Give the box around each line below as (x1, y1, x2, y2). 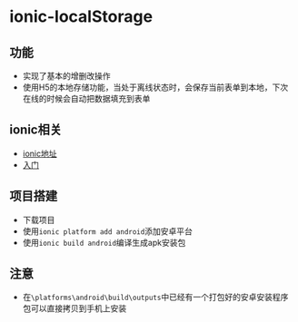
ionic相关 (9, 122, 62, 138)
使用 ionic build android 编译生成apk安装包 (22, 237, 186, 248)
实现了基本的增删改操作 (22, 71, 111, 81)
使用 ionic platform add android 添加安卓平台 (22, 225, 193, 237)
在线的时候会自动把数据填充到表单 (22, 93, 151, 103)
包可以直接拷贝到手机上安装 (22, 303, 127, 314)
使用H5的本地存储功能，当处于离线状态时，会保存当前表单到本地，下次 (22, 82, 289, 93)
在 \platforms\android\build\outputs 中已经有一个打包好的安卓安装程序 (22, 292, 289, 303)
